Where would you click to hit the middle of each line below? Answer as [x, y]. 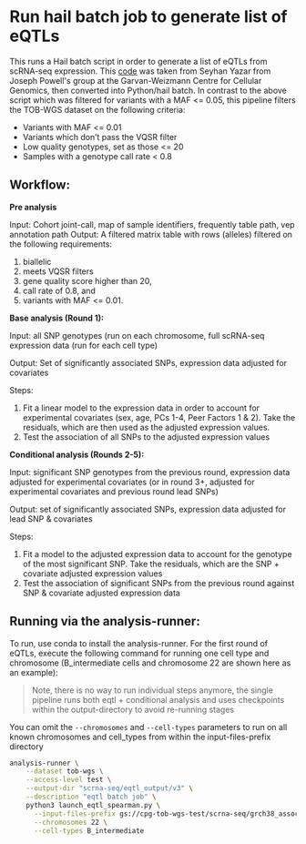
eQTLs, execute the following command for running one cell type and [139, 653]
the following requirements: [61, 244]
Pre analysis [33, 207]
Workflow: [40, 185]
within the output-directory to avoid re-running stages [133, 709]
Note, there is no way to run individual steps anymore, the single [152, 690]
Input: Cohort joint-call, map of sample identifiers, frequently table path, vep [152, 224]
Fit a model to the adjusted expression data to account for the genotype [158, 554]
